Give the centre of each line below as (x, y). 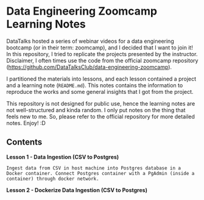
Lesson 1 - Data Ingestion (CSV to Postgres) (63, 157)
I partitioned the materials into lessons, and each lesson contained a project (101, 79)
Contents (24, 142)
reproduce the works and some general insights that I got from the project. (100, 91)
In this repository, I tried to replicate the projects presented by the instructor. (102, 54)
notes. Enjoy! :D (26, 123)
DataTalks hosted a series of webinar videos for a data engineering (90, 41)
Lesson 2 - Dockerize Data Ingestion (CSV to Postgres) (77, 190)
